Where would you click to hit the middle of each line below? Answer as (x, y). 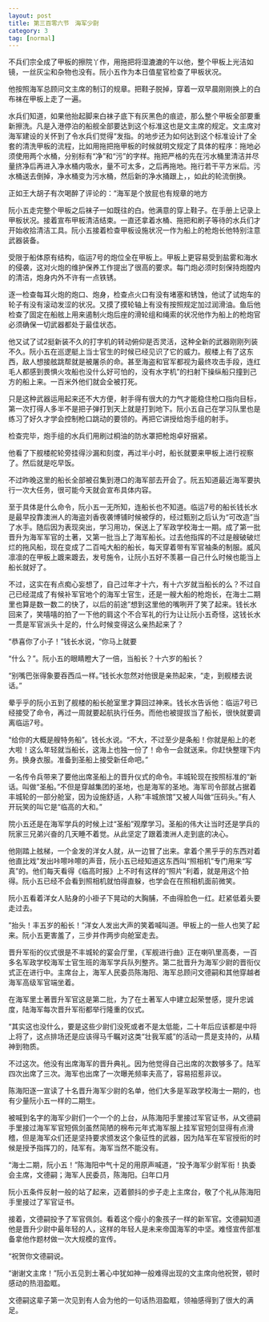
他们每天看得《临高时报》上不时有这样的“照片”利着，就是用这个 (137, 871)
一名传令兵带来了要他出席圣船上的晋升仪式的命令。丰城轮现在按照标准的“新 (133, 777)
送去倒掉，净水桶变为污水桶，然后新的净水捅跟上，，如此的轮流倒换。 (136, 176)
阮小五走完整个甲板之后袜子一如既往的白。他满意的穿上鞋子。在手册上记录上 (134, 210)
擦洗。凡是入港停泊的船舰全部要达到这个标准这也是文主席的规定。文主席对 (138, 126)
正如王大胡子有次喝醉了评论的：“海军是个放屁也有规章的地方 (108, 193)
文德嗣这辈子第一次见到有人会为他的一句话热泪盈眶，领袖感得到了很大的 (127, 1300)
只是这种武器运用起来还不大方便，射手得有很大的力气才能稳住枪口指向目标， (134, 399)
